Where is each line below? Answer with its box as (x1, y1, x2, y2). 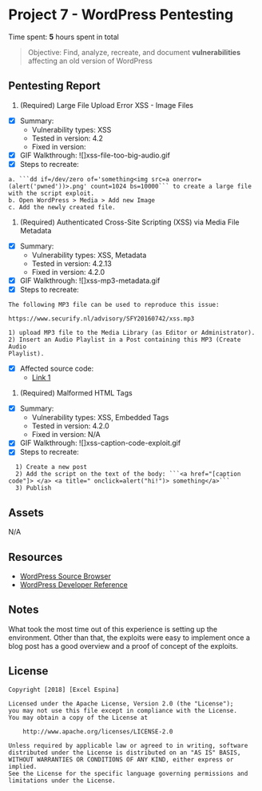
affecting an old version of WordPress (27, 56, 153, 66)
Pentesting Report (8, 79, 101, 93)
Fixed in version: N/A (31, 430, 101, 439)
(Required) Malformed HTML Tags (19, 388, 133, 398)
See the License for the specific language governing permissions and (8, 769, 248, 777)
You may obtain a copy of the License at (8, 713, 149, 721)
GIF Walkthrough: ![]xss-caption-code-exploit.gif (19, 438, 181, 448)
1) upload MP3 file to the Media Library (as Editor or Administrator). (8, 329, 256, 337)
